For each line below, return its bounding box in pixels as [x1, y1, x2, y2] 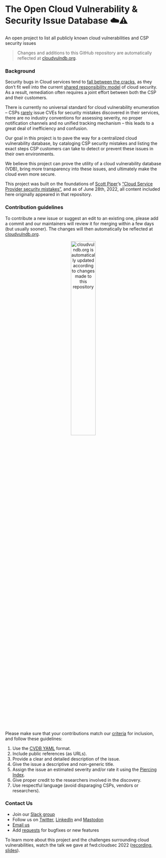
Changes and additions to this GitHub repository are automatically [17, 50, 152, 56]
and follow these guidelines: [5, 736, 63, 742]
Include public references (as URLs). [12, 751, 87, 756]
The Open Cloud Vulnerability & [5, 3, 138, 15]
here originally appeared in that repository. [5, 192, 92, 198]
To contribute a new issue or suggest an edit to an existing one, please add [5, 215, 159, 221]
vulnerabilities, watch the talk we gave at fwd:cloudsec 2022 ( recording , [5, 842, 153, 848]
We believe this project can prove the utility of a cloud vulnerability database [5, 161, 162, 167]
